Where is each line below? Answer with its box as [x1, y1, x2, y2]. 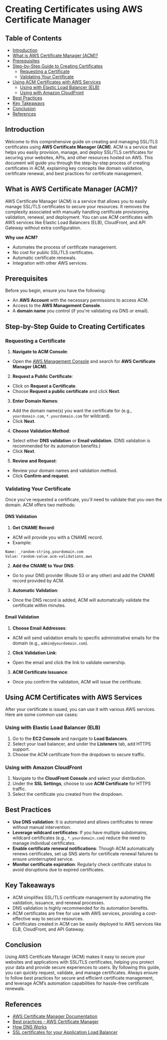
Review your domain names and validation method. [12, 468, 118, 474]
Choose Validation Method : [12, 428, 71, 434]
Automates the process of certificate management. [12, 244, 118, 250]
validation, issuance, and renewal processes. [12, 900, 105, 906]
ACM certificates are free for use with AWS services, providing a [12, 910, 146, 916]
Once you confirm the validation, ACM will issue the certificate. [12, 679, 142, 685]
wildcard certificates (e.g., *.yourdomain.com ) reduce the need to [12, 835, 146, 841]
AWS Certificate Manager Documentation [12, 1014, 98, 1020]
